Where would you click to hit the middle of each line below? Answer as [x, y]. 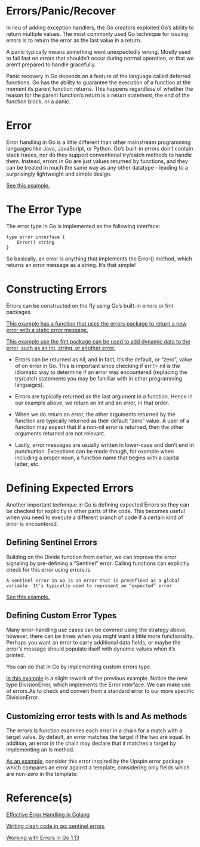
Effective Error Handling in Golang [48, 815]
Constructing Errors [57, 289]
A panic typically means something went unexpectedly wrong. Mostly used [99, 51]
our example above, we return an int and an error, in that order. [92, 403]
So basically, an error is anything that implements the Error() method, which [99, 259]
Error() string [36, 242]
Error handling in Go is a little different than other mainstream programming [99, 142]
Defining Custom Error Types [61, 616]
